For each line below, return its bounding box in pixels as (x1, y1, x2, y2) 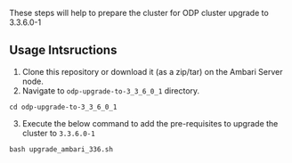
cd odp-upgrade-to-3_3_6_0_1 (9, 102, 118, 111)
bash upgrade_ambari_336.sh (9, 144, 114, 154)
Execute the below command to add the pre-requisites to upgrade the (21, 118, 279, 128)
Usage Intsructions (9, 43, 118, 58)
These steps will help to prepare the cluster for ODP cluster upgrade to (9, 8, 269, 18)
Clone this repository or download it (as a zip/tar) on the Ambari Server (21, 66, 283, 77)
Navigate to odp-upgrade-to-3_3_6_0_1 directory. (21, 85, 200, 96)
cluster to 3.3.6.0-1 (21, 127, 95, 138)
